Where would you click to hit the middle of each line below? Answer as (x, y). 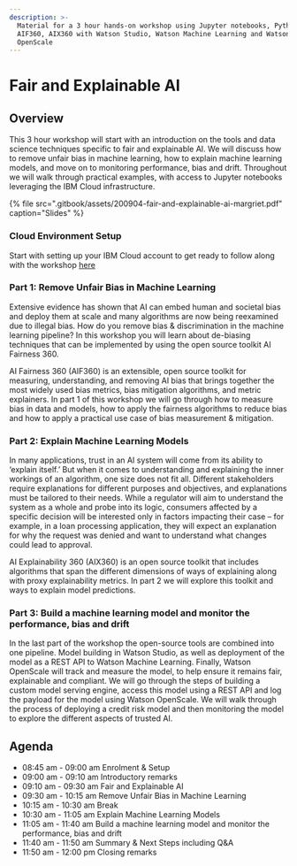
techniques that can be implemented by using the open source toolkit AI (140, 344)
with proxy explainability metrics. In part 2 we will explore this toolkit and (141, 581)
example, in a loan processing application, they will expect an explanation (143, 526)
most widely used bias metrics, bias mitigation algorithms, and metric (135, 389)
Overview (37, 118)
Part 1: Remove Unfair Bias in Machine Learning (113, 287)
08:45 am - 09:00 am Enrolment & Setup (96, 768)
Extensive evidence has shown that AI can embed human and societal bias (145, 307)
